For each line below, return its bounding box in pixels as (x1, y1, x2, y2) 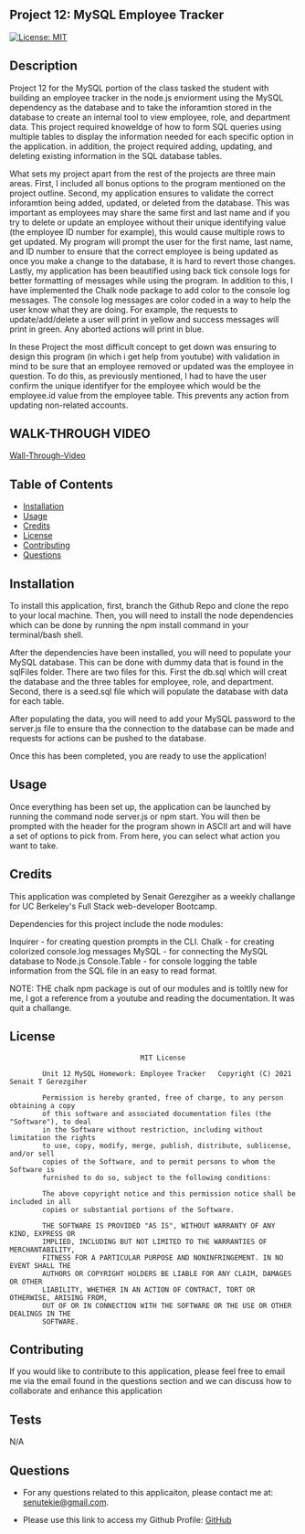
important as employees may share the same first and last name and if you (9, 207, 290, 218)
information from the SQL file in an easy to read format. (9, 964, 217, 976)
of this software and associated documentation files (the (42, 1109, 272, 1118)
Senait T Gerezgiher (9, 1077, 89, 1086)
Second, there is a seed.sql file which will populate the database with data (9, 686, 289, 698)
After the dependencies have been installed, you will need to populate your (9, 647, 292, 658)
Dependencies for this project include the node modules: (9, 918, 224, 929)
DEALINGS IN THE (9, 1309, 71, 1318)
